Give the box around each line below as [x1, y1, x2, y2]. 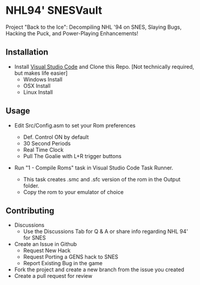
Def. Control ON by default [23, 133, 89, 141]
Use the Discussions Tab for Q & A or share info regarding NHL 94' [23, 228, 188, 235]
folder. [23, 182, 40, 189]
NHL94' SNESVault [5, 4, 102, 17]
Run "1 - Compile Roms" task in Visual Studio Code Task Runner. [14, 164, 174, 171]
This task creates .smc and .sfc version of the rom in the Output [23, 175, 181, 183]
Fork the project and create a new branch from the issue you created [14, 266, 184, 273]
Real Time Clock [23, 146, 64, 153]
